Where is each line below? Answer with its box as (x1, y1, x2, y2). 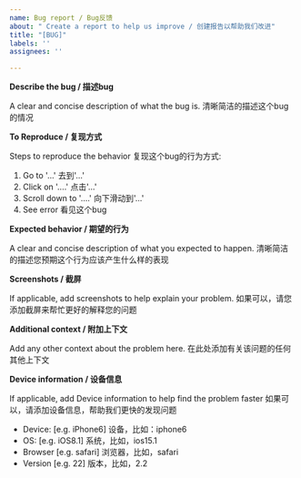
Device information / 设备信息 (9, 374, 123, 385)
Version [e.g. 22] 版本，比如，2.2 (22, 458, 148, 469)
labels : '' (9, 38, 51, 48)
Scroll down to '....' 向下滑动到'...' (22, 193, 145, 204)
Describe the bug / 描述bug (9, 81, 114, 92)
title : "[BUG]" (9, 30, 67, 39)
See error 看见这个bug (22, 204, 107, 215)
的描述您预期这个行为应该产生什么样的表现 (9, 254, 169, 265)
